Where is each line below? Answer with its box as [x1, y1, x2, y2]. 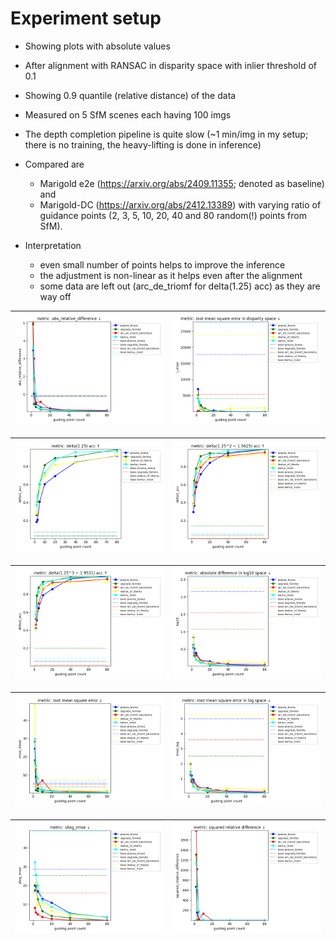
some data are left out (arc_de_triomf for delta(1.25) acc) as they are [39, 280, 321, 292]
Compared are [24, 158, 85, 170]
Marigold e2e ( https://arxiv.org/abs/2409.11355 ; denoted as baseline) [39, 177, 325, 189]
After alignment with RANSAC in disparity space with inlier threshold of [24, 59, 317, 71]
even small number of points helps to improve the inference [39, 258, 286, 271]
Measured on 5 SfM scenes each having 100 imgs [24, 108, 232, 121]
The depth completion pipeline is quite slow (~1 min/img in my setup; [24, 128, 309, 140]
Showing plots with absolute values [24, 40, 171, 52]
